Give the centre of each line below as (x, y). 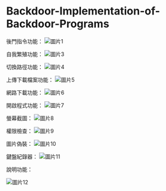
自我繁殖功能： (25, 54)
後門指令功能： (25, 41)
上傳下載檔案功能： (30, 80)
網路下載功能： (25, 92)
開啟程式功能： (25, 105)
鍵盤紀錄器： (22, 156)
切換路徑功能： (25, 67)
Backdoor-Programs (58, 24)
